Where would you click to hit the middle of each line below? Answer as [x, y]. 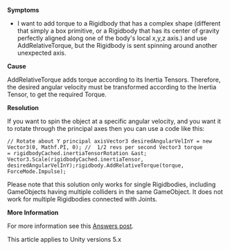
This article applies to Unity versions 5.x [64, 239]
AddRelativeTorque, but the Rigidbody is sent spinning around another [117, 45]
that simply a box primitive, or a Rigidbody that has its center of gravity [118, 31]
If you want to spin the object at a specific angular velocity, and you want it [114, 121]
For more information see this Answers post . [70, 226]
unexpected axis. [42, 53]
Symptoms [23, 10]
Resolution [23, 108]
